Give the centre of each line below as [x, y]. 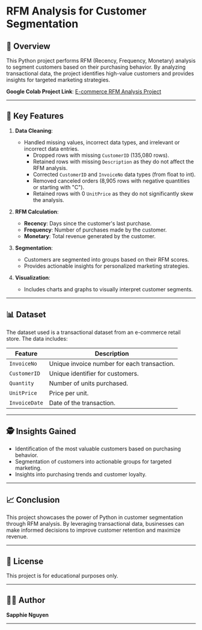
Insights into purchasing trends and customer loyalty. [81, 474]
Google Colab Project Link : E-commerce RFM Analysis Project [84, 91]
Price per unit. [69, 393]
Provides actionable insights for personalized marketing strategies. [106, 266]
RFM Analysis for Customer [76, 11]
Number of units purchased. [88, 383]
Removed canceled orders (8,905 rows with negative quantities [112, 181]
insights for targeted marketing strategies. [58, 80]
